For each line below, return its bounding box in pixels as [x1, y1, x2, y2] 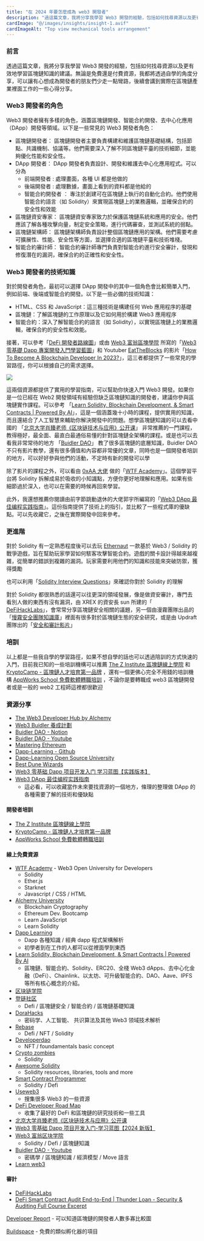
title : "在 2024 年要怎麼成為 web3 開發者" [6, 9, 109, 15]
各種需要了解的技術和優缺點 [24, 791, 94, 798]
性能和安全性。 [31, 152, 69, 159]
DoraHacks [15, 1009, 44, 1017]
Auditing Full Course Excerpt [15, 1202, 87, 1209]
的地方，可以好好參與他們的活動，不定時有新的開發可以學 [6, 454, 150, 462]
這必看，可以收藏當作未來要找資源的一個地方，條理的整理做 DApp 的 [24, 783, 195, 790]
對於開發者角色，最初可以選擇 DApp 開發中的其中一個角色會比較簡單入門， [6, 283, 194, 290]
